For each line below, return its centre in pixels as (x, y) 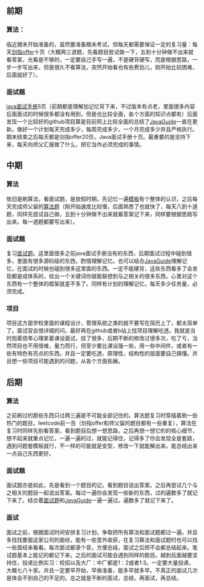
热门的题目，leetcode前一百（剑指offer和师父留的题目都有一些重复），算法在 (102, 423)
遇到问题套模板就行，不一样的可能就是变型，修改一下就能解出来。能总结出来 (102, 446)
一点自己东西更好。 (30, 453)
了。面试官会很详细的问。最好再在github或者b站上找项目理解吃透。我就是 (98, 331)
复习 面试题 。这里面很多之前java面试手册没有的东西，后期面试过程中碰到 (97, 253)
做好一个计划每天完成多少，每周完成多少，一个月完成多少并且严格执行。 (107, 129)
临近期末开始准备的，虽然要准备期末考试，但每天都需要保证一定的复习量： (99, 44)
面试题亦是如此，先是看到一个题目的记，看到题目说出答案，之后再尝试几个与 (102, 485)
